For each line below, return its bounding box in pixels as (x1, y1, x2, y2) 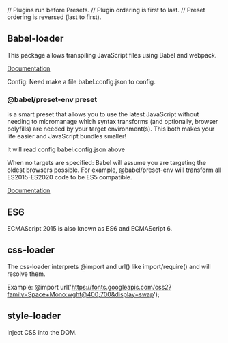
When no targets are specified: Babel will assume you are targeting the (7, 159, 207, 167)
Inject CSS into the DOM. (7, 328, 77, 336)
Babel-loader (7, 33, 64, 45)
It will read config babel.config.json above (7, 145, 125, 153)
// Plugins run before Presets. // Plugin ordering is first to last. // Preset (7, 6, 205, 14)
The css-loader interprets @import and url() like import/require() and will (7, 262, 211, 270)
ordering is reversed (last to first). (7, 13, 102, 21)
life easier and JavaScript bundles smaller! (7, 132, 127, 140)
